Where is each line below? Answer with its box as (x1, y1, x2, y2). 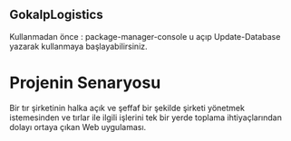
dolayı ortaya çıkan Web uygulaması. (9, 121, 147, 132)
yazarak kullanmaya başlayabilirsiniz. (9, 41, 148, 52)
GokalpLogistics (9, 7, 103, 23)
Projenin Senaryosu (9, 72, 161, 93)
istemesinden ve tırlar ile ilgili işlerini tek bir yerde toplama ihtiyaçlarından (9, 112, 283, 123)
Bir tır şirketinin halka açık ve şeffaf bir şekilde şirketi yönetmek (9, 102, 245, 113)
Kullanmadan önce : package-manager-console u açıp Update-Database (9, 31, 281, 42)
